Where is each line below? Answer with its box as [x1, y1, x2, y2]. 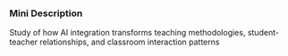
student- [247, 28, 280, 38]
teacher [9, 36, 38, 47]
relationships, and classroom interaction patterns [39, 36, 220, 47]
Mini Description [9, 7, 83, 20]
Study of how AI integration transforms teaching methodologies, [9, 28, 246, 38]
